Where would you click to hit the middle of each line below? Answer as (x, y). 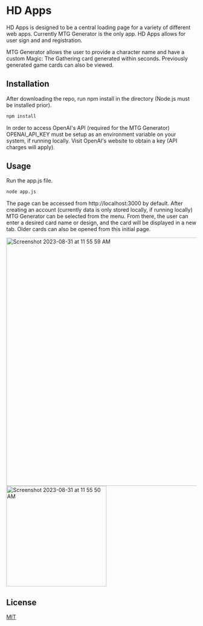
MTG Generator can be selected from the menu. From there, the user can (97, 217)
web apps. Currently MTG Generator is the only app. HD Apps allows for (96, 33)
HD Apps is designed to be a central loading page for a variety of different (98, 27)
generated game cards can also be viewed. (60, 65)
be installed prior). (29, 105)
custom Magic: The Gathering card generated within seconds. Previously (97, 58)
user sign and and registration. (44, 40)
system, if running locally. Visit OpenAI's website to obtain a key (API (92, 141)
